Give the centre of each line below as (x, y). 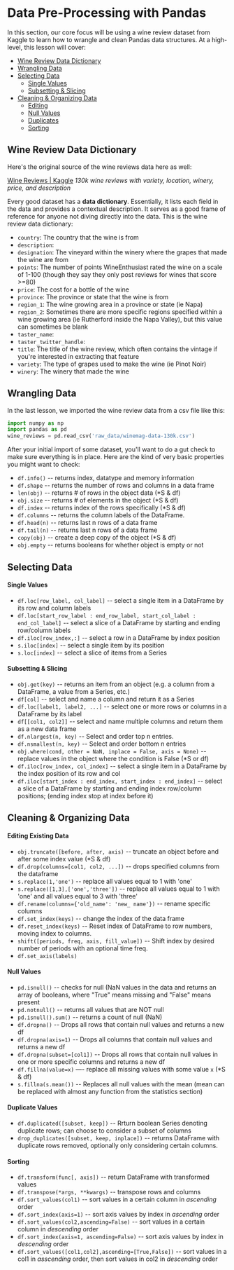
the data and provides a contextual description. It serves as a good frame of (117, 209)
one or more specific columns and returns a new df (91, 1061)
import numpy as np (36, 423)
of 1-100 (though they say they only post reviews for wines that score (117, 274)
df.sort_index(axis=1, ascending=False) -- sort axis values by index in (120, 1237)
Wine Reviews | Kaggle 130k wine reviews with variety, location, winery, (111, 180)
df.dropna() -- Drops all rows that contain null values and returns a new (121, 1024)
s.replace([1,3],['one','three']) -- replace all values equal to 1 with (118, 889)
